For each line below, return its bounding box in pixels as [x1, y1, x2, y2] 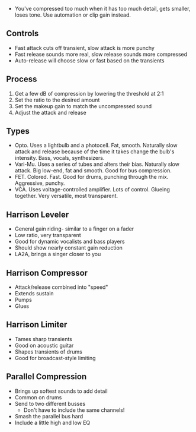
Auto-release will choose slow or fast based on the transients [14, 56, 165, 64]
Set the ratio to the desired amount [14, 96, 100, 103]
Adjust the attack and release [14, 109, 87, 116]
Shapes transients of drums [14, 348, 83, 355]
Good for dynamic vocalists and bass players [14, 238, 126, 245]
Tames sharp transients [14, 335, 72, 342]
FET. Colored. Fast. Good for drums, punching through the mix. [14, 174, 169, 181]
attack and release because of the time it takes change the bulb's [14, 148, 175, 155]
